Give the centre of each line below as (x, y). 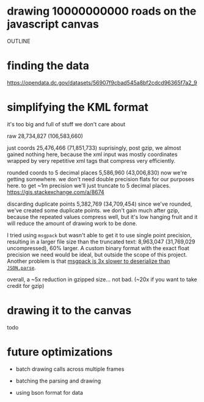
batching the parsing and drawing (58, 381)
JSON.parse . (21, 267)
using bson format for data (49, 392)
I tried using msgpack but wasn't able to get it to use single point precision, (100, 235)
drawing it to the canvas (69, 310)
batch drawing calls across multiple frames (70, 369)
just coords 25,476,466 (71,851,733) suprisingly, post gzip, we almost (94, 148)
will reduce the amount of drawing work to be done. (72, 223)
